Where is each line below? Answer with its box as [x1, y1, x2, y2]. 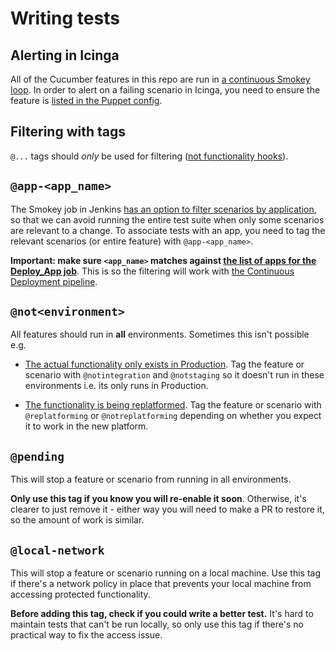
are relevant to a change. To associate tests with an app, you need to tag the [10, 224, 326, 236]
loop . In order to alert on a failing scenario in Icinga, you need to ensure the [10, 84, 321, 96]
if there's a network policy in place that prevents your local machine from [10, 578, 312, 590]
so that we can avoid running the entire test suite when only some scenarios [10, 213, 325, 226]
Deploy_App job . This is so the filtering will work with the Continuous [10, 265, 295, 277]
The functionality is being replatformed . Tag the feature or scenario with [24, 399, 322, 411]
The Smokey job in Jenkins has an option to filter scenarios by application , [10, 203, 317, 215]
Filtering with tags [10, 123, 127, 141]
